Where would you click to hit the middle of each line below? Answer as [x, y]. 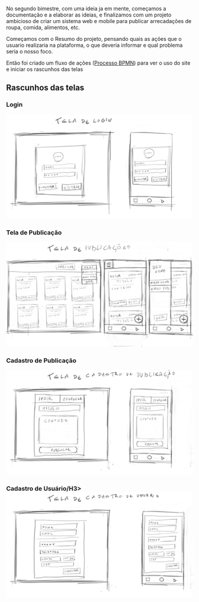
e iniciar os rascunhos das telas [45, 69]
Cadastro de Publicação [41, 360]
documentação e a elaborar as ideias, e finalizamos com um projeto [89, 15]
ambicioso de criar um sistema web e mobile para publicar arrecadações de [99, 21]
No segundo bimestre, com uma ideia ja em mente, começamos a [86, 9]
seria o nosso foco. [30, 51]
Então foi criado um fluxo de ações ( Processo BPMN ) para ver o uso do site [98, 63]
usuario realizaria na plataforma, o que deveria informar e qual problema [94, 45]
